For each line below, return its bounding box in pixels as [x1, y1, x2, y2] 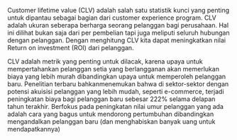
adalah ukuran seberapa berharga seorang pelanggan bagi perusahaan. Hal [7, 21, 229, 29]
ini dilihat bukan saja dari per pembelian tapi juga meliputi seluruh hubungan [7, 28, 230, 37]
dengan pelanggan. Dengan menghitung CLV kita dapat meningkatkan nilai [7, 36, 226, 45]
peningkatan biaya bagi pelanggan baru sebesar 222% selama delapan [7, 95, 216, 103]
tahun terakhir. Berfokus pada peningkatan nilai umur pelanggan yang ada [7, 103, 224, 110]
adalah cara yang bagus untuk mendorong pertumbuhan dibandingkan [7, 110, 214, 118]
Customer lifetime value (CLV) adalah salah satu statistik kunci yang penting [7, 6, 230, 14]
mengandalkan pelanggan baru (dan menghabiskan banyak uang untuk [7, 117, 216, 126]
